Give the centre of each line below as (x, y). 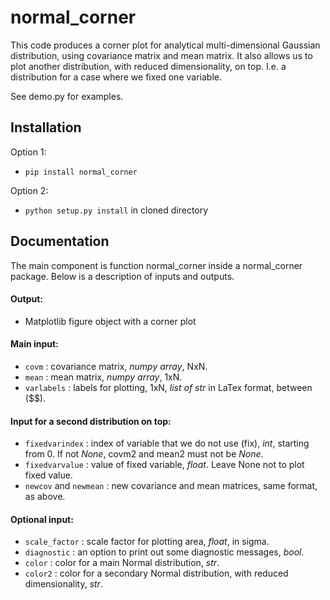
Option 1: (28, 152)
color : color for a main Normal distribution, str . (122, 563)
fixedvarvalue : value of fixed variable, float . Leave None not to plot (164, 465)
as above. (45, 497)
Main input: (34, 344)
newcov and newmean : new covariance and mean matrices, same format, (171, 486)
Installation (46, 127)
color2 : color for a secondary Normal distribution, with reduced (156, 573)
